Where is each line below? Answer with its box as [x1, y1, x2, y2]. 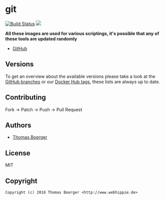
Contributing [5, 93, 46, 102]
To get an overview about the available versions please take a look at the [5, 73, 155, 79]
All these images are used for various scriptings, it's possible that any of [5, 30, 159, 36]
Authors [5, 121, 32, 129]
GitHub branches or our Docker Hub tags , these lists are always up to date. [5, 79, 160, 85]
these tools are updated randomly [5, 36, 77, 42]
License [5, 149, 31, 157]
